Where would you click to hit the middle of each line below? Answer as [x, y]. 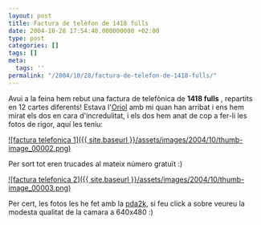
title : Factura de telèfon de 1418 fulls [79, 23]
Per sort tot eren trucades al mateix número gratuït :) [96, 164]
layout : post [30, 16]
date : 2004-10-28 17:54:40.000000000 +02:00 [84, 31]
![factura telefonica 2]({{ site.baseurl [69, 179]
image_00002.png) [40, 148]
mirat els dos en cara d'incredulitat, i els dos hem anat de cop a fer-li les [128, 115]
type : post [27, 38]
